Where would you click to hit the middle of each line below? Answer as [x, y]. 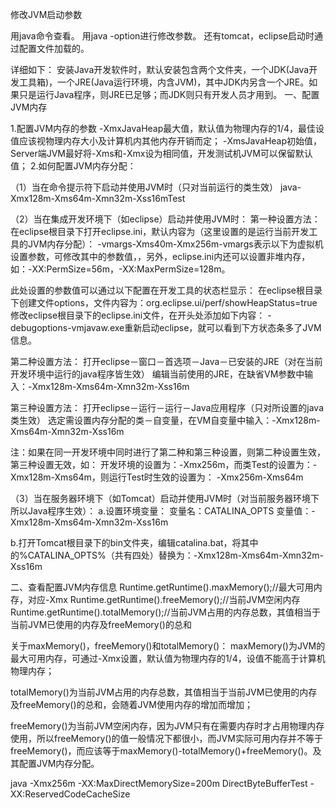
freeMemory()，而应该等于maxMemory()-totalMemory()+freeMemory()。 [161, 751]
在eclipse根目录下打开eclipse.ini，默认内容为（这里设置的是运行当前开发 [160, 231]
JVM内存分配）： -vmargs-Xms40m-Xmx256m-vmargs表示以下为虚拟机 [175, 244]
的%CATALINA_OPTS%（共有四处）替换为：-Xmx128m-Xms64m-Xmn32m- [167, 555]
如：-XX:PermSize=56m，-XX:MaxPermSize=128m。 [120, 269]
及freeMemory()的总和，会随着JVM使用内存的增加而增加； [131, 704]
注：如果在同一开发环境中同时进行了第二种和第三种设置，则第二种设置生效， [168, 452]
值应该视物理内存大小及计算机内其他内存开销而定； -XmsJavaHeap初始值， [166, 141]
